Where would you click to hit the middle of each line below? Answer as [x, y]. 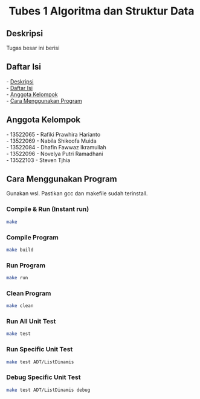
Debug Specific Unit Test [44, 377]
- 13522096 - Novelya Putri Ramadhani [55, 154]
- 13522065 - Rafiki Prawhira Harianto [53, 134]
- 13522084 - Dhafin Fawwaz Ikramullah [56, 147]
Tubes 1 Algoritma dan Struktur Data [102, 11]
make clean [20, 306]
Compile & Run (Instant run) [48, 209]
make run [17, 278]
